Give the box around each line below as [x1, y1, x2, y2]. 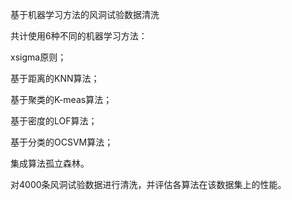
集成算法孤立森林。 [10, 158, 90, 169]
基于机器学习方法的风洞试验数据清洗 [10, 9, 160, 20]
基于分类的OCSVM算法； [10, 136, 114, 148]
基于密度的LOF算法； [10, 115, 98, 127]
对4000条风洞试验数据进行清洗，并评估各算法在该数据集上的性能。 [10, 179, 287, 190]
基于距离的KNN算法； [10, 73, 100, 84]
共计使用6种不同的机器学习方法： [10, 30, 148, 42]
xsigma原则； [10, 51, 67, 63]
